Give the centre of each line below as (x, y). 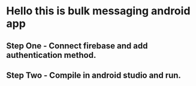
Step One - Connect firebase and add (77, 46)
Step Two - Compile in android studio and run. (94, 75)
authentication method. (51, 55)
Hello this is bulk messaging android (98, 11)
